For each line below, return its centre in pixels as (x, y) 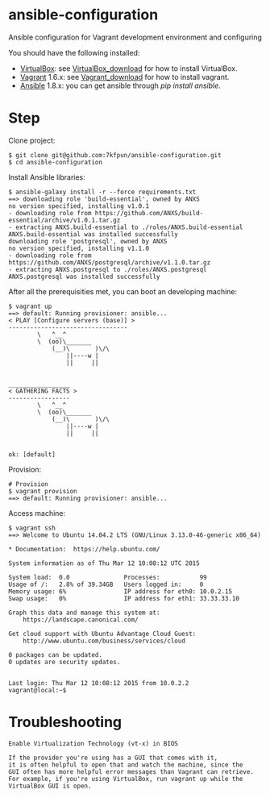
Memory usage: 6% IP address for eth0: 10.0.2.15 (120, 591)
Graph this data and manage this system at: (84, 613)
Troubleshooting (65, 722)
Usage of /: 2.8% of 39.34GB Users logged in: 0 (106, 584)
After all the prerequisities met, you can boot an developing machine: (123, 291)
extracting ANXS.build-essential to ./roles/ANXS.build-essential (129, 227)
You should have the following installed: (74, 52)
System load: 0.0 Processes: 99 (108, 577)
